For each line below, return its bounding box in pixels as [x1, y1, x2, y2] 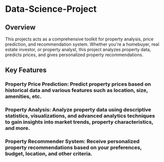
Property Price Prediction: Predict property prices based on [5, 81, 151, 88]
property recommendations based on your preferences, [5, 144, 142, 151]
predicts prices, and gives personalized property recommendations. [5, 52, 143, 58]
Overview [5, 23, 36, 32]
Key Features [5, 66, 47, 74]
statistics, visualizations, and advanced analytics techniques [5, 112, 155, 119]
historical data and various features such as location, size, [5, 87, 148, 94]
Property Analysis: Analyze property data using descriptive [5, 106, 152, 113]
